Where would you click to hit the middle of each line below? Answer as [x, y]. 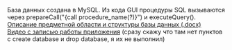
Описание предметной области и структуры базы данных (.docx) [104, 24]
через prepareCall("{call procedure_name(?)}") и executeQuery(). [102, 17]
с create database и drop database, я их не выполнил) [86, 39]
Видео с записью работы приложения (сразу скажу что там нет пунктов [115, 32]
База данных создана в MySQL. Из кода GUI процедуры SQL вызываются [116, 10]
